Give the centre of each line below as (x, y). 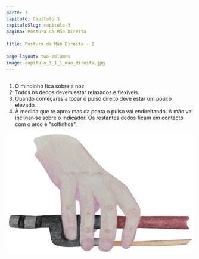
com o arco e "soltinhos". (46, 124)
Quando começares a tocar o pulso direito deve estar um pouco (93, 98)
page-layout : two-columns (38, 57)
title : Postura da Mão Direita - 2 (50, 44)
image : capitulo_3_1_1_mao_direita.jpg (56, 63)
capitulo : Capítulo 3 (33, 19)
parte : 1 (17, 13)
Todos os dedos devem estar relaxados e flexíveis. (77, 92)
